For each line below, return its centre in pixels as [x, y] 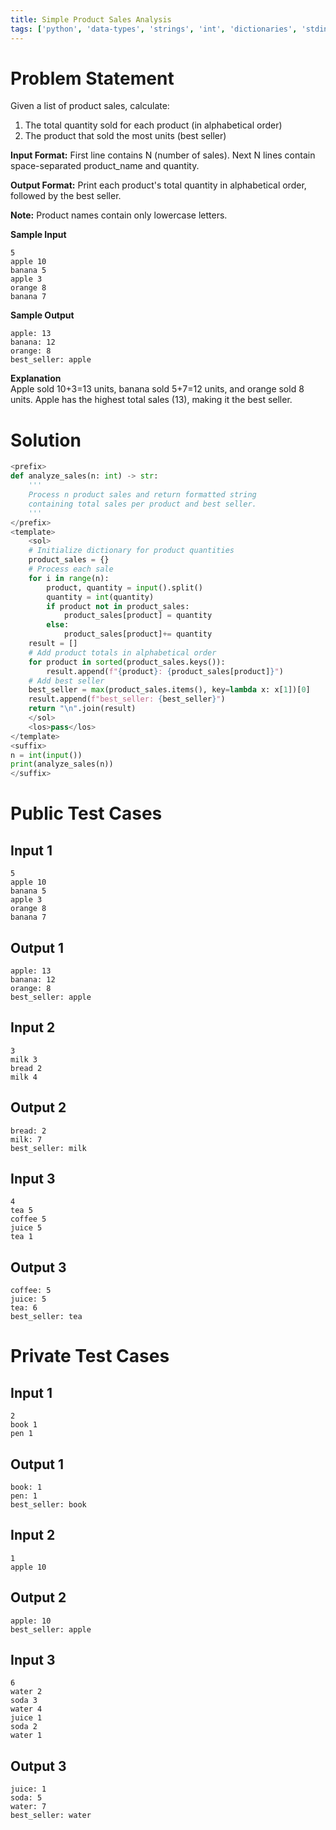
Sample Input [38, 235]
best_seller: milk [48, 1148]
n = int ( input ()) [46, 755]
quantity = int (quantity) [100, 597]
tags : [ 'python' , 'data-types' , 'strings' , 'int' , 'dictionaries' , [154, 29]
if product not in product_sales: [118, 606]
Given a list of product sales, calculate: [90, 106]
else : [58, 625]
